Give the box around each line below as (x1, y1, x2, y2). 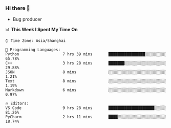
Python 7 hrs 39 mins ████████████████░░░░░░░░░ (5, 52, 166, 57)
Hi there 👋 (5, 5, 31, 12)
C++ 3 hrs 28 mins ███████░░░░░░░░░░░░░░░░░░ (5, 61, 166, 66)
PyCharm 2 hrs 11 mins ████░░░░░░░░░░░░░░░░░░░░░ (5, 115, 166, 120)
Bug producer (12, 16, 42, 23)
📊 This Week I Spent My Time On (5, 27, 78, 33)
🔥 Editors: (5, 101, 29, 106)
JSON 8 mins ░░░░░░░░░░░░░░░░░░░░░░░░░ (5, 70, 166, 75)
